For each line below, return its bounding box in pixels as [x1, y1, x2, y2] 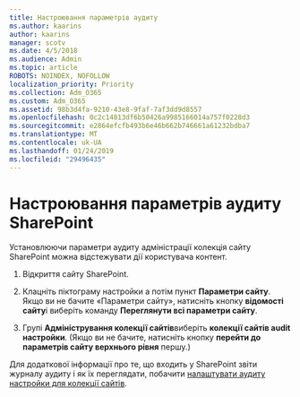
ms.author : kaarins [9, 22, 82, 30]
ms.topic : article [9, 64, 78, 73]
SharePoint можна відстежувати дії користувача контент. [9, 252, 227, 263]
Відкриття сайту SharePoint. [21, 269, 130, 280]
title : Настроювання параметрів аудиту [9, 13, 159, 22]
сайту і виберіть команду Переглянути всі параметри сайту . [21, 306, 258, 316]
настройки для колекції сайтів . [9, 378, 127, 389]
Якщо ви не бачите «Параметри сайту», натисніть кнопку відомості [21, 296, 284, 306]
